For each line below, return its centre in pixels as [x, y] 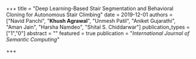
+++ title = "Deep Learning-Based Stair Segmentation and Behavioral [90, 8]
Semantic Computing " [33, 39]
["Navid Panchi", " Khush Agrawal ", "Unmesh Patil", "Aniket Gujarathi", [91, 21]
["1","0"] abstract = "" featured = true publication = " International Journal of [98, 33]
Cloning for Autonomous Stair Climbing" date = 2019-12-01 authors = [89, 15]
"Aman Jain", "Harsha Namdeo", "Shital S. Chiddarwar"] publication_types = [98, 27]
